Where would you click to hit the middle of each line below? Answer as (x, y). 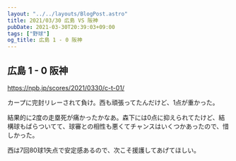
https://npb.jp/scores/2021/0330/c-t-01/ (66, 88)
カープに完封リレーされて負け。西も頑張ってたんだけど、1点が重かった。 (113, 102)
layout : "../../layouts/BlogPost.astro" (68, 14)
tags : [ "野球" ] (29, 34)
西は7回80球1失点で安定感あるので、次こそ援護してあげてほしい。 (104, 150)
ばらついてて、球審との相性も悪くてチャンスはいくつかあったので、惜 (128, 126)
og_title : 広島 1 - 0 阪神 (45, 40)
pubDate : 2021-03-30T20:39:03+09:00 (61, 27)
